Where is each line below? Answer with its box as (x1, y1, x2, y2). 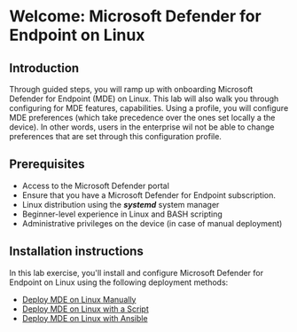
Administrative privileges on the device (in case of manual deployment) (21, 217, 283, 228)
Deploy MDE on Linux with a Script (21, 304, 149, 314)
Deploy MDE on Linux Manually (21, 294, 137, 304)
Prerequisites (9, 157, 85, 172)
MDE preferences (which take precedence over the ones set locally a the (9, 113, 276, 123)
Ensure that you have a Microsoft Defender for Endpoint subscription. (21, 189, 277, 201)
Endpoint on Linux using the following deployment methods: (9, 277, 229, 288)
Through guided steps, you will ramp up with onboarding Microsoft (9, 84, 254, 94)
